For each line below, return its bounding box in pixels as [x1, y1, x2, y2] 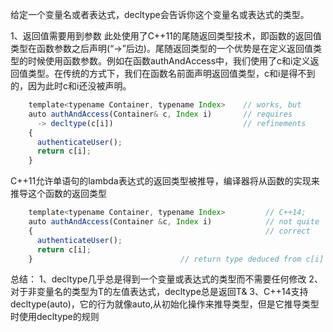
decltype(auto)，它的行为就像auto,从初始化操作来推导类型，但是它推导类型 [10, 298, 320, 310]
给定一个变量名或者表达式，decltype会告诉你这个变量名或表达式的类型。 [10, 9, 310, 20]
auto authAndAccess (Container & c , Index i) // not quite [28, 217, 320, 227]
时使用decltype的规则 [10, 311, 100, 323]
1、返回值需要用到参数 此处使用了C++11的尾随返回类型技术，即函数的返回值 [10, 30, 322, 42]
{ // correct [28, 226, 311, 236]
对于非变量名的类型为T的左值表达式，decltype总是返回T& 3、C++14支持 [10, 286, 309, 298]
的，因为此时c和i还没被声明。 [10, 80, 132, 92]
